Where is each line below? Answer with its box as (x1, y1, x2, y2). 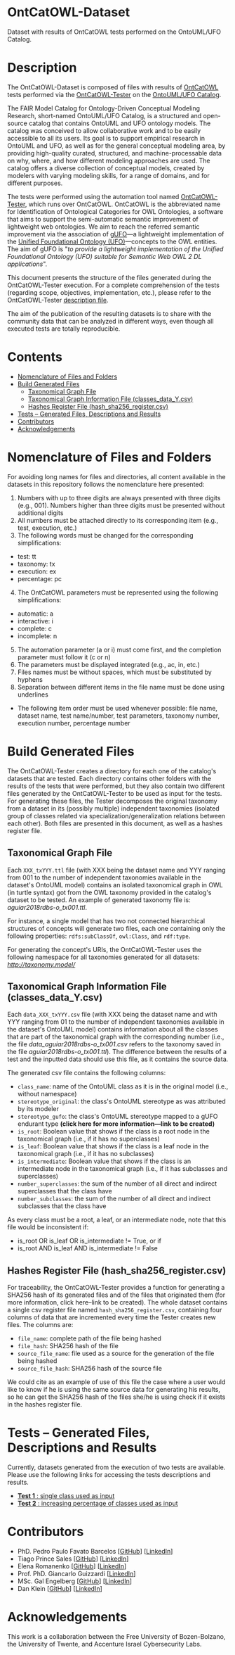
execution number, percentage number (17, 718, 131, 727)
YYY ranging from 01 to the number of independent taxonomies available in (7, 1017, 224, 1026)
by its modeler (17, 1105, 60, 1113)
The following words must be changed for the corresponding (17, 531, 194, 539)
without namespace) (17, 1090, 77, 1098)
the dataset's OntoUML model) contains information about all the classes (7, 1025, 219, 1034)
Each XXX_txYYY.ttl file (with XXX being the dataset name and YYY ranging (7, 865, 226, 874)
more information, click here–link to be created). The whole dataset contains (7, 1298, 228, 1307)
